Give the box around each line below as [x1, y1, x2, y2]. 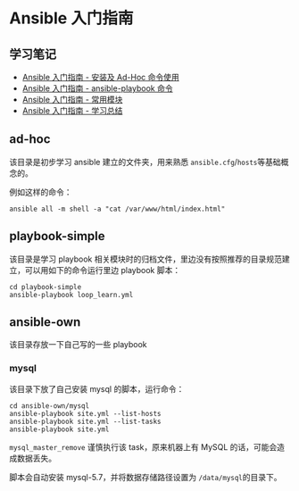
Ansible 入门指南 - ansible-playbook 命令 [21, 83, 173, 94]
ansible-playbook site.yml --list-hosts [9, 409, 162, 418]
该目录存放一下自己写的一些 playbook [9, 339, 147, 350]
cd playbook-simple [9, 282, 82, 291]
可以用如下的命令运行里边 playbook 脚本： [24, 264, 181, 275]
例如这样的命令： [9, 187, 72, 197]
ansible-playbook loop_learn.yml [9, 290, 134, 299]
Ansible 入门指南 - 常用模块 [21, 95, 123, 104]
